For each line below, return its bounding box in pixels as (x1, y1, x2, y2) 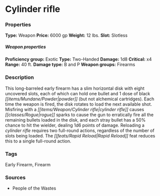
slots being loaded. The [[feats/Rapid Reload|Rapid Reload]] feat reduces (5, 132, 156, 138)
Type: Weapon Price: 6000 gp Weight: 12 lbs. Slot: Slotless (5, 32, 128, 38)
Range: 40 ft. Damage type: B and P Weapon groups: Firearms (5, 62, 135, 67)
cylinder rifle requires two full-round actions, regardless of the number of (5, 128, 155, 133)
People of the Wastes (12, 185, 56, 192)
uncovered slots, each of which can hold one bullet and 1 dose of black (5, 90, 150, 96)
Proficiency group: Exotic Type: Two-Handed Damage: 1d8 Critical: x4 (5, 56, 152, 63)
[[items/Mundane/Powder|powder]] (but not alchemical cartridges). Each (5, 96, 155, 102)
